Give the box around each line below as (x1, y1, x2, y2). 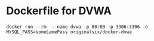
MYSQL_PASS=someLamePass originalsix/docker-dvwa (6, 29, 133, 35)
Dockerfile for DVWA (6, 4, 112, 18)
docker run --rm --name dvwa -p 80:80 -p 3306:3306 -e (6, 24, 148, 30)
